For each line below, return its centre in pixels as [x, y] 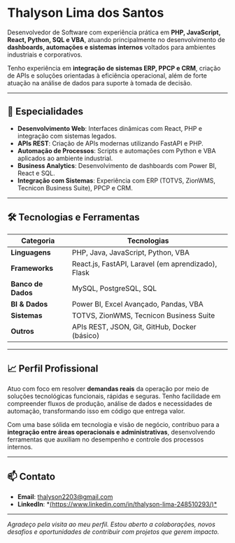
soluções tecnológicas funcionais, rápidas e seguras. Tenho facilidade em [114, 396]
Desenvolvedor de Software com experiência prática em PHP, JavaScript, [114, 32]
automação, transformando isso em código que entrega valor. [96, 411]
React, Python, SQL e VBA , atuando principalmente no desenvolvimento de [116, 39]
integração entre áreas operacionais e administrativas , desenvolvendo [111, 432]
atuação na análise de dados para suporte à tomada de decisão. [100, 83]
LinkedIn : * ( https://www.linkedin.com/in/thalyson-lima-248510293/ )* [117, 505]
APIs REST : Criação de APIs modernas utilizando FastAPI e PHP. [111, 143]
